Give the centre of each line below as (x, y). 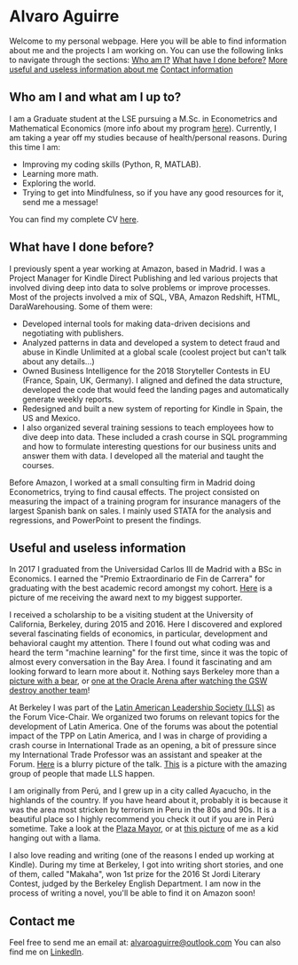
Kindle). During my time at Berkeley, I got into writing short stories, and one (146, 865)
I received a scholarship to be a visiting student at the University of (131, 615)
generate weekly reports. (68, 399)
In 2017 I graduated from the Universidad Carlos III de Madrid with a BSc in (145, 570)
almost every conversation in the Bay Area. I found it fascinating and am (141, 662)
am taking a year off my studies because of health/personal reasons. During (148, 137)
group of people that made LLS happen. (82, 774)
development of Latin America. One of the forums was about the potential (144, 727)
